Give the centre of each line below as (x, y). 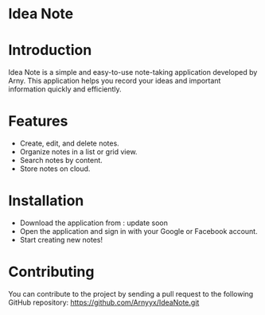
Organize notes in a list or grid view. (78, 152)
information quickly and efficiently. (65, 89)
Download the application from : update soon (94, 223)
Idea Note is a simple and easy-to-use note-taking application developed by (133, 72)
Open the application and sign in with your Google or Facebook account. (138, 231)
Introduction (50, 51)
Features (38, 121)
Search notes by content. (61, 161)
